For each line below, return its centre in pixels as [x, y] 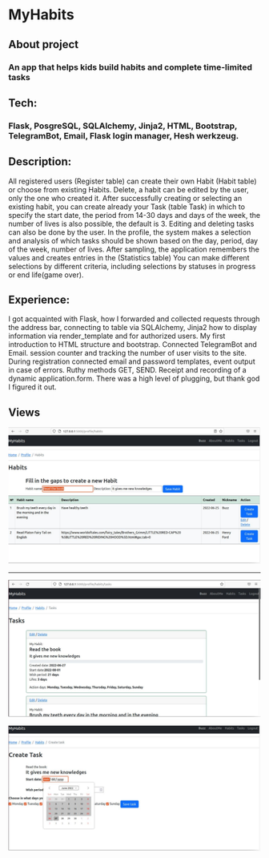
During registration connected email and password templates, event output [132, 361]
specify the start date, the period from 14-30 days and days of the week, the [134, 215]
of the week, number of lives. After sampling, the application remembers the [134, 249]
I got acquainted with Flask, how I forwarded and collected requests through [134, 319]
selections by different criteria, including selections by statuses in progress [132, 266]
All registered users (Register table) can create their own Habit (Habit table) [133, 181]
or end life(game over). [46, 275]
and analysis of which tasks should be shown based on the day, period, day [133, 240]
